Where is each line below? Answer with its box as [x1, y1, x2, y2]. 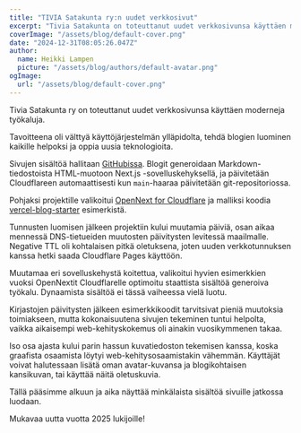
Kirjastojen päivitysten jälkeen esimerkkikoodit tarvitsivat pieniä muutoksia [9, 304, 284, 315]
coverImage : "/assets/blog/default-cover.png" [9, 30, 186, 39]
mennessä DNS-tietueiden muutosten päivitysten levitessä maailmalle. [9, 230, 269, 242]
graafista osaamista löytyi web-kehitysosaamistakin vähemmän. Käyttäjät [9, 350, 280, 360]
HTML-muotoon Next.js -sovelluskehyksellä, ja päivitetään [54, 168, 270, 178]
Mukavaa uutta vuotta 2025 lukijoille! [9, 413, 145, 424]
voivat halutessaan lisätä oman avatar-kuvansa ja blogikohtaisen [9, 359, 247, 370]
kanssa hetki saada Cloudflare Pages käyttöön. [9, 250, 183, 261]
